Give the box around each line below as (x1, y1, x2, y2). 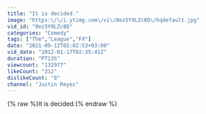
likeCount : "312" (7, 68, 58, 75)
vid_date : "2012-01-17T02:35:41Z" (7, 49, 108, 56)
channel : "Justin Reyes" (7, 81, 79, 88)
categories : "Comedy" (7, 29, 70, 37)
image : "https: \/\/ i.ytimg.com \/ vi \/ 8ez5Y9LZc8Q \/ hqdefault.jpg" (7, 17, 200, 23)
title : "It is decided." (7, 10, 79, 17)
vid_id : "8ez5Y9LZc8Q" (7, 23, 73, 30)
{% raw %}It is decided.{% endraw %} (7, 99, 118, 108)
